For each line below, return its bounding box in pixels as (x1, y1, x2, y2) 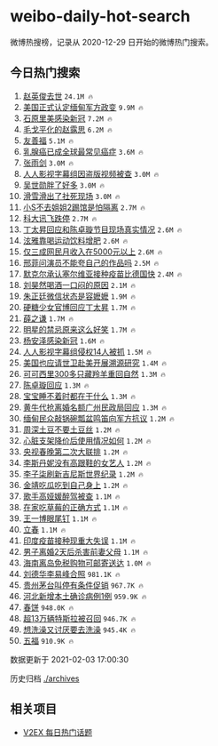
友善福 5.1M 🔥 (22, 135, 74, 146)
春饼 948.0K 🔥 (22, 602, 74, 613)
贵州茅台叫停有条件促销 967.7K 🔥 (22, 580, 144, 590)
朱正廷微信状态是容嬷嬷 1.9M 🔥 (22, 291, 136, 301)
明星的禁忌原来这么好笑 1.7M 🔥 (22, 324, 136, 334)
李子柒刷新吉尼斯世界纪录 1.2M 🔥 (22, 469, 144, 479)
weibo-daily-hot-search (10, 6, 191, 27)
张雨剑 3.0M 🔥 (22, 157, 74, 168)
